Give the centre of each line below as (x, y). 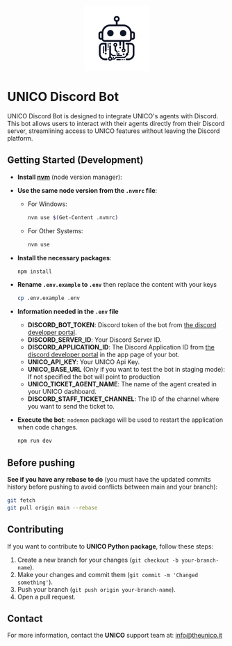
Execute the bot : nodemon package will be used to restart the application (120, 420)
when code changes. (47, 427)
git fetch (22, 500)
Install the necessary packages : (64, 258)
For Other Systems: (55, 230)
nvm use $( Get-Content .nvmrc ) (73, 217)
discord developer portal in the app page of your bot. (103, 355)
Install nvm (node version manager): (70, 177)
